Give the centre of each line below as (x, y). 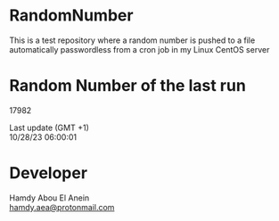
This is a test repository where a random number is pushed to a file (132, 40)
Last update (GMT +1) (49, 127)
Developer (48, 173)
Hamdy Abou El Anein (49, 198)
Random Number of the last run (128, 86)
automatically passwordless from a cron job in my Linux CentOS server (139, 49)
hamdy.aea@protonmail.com (62, 207)
